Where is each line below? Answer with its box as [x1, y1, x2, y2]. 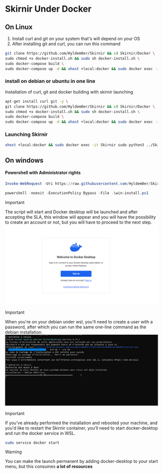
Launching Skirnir [5, 131, 48, 138]
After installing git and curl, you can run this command [12, 41, 121, 47]
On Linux [5, 23, 33, 31]
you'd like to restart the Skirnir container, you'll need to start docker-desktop [5, 425, 158, 431]
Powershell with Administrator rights [5, 170, 81, 176]
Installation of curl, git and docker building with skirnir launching [5, 89, 133, 95]
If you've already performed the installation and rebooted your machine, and [5, 420, 158, 426]
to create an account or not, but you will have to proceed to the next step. [5, 219, 152, 225]
